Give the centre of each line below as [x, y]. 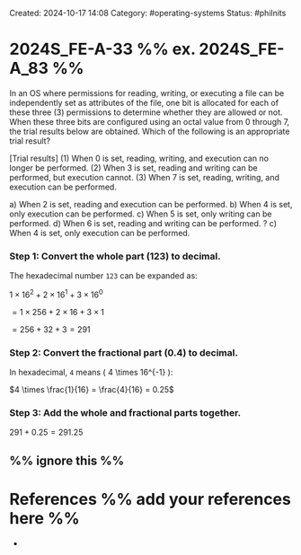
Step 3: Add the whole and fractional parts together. [125, 413]
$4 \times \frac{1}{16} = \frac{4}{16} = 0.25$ [92, 390]
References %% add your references [150, 500]
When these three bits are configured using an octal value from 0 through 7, [150, 121]
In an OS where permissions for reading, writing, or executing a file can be [147, 92]
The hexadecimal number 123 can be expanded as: [103, 276]
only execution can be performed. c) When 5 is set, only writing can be [141, 214]
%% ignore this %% [66, 460]
